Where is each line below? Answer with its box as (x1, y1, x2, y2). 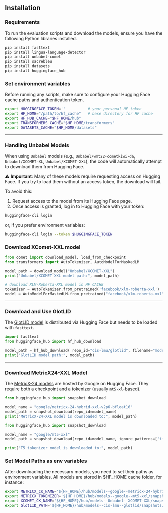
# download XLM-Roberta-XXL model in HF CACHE (5, 282, 104, 287)
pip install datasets (5, 64, 50, 69)
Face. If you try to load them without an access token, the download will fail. (5, 178, 162, 184)
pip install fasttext (5, 45, 50, 50)
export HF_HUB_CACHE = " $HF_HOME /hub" (5, 116, 81, 121)
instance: (5, 479, 24, 485)
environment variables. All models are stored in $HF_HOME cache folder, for (5, 474, 162, 480)
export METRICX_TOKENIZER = (5, 494, 61, 499)
